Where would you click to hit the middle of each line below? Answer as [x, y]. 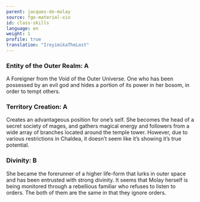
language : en [22, 28]
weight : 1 [19, 34]
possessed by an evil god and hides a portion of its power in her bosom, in [98, 85]
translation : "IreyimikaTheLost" [48, 45]
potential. [18, 145]
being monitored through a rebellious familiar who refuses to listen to [91, 186]
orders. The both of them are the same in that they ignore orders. [86, 192]
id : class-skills [28, 23]
